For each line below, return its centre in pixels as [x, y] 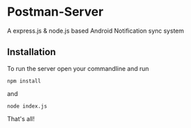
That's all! [21, 118]
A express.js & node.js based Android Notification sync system [95, 31]
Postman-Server [55, 12]
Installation [31, 52]
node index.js [27, 106]
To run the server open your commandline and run [78, 68]
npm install [24, 81]
